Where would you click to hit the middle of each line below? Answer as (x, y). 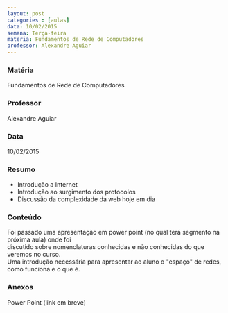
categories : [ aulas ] (38, 20)
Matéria (20, 70)
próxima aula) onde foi (39, 239)
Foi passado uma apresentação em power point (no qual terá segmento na (114, 232)
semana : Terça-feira (37, 33)
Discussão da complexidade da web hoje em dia (86, 199)
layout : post (26, 14)
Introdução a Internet (47, 185)
